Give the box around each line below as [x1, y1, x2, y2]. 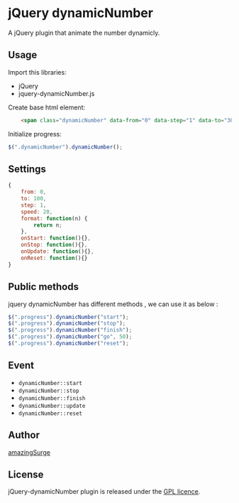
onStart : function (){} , [21, 234, 91, 242]
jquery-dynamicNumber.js [18, 89, 95, 97]
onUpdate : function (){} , [21, 248, 94, 255]
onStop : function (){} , [21, 242, 88, 249]
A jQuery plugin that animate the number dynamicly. [8, 28, 160, 37]
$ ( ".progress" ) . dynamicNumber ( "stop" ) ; [8, 320, 126, 328]
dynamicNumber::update [18, 402, 86, 409]
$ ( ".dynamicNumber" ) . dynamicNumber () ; [8, 144, 123, 151]
